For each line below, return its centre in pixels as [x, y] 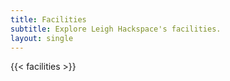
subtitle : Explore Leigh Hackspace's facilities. [116, 29]
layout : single [42, 38]
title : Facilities [48, 19]
